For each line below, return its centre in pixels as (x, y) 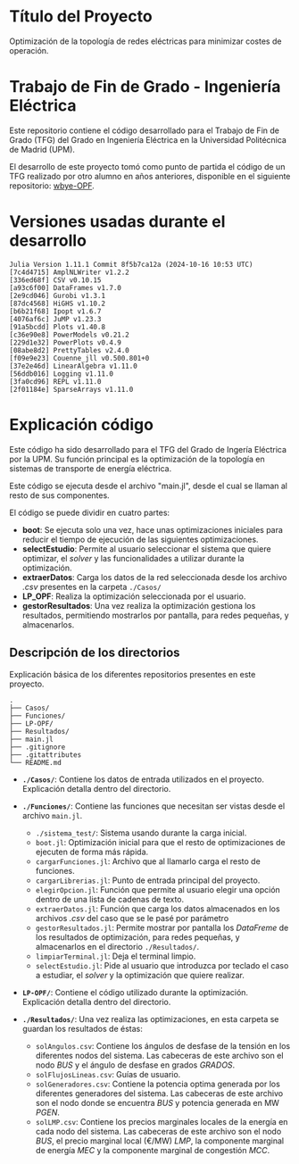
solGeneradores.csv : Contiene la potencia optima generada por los (158, 1084)
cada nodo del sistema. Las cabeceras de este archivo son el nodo (158, 1131)
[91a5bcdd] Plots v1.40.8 (57, 327)
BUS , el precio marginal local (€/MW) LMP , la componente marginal (159, 1141)
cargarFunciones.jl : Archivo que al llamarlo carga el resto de (148, 861)
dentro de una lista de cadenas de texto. (110, 899)
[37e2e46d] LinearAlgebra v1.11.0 (74, 366)
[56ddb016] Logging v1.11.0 (62, 374)
